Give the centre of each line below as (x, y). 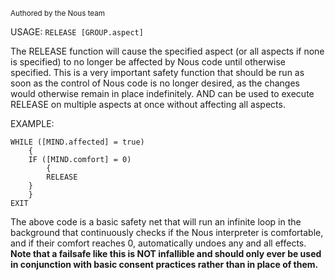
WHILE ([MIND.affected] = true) (77, 142)
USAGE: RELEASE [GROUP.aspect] (77, 32)
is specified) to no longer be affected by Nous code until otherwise (148, 62)
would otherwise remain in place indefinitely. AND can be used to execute (162, 93)
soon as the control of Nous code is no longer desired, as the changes (155, 83)
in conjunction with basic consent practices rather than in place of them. (164, 264)
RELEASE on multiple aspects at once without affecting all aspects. (148, 104)
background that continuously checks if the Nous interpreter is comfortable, (167, 232)
